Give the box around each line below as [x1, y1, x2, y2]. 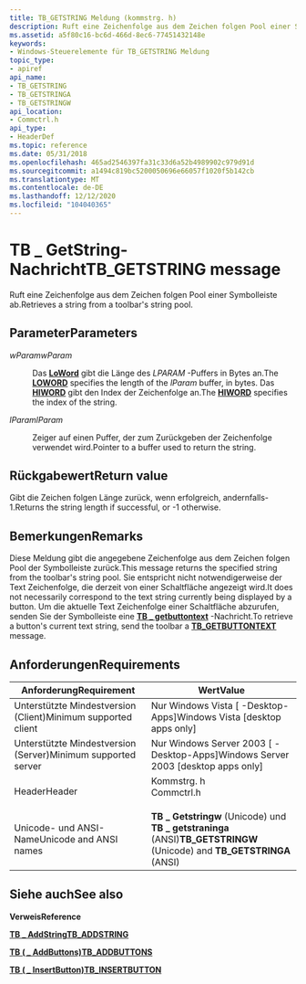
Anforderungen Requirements [9, 657, 180, 672]
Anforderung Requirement [21, 684, 136, 697]
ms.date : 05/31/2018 [9, 149, 88, 158]
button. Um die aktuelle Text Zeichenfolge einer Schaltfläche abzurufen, [9, 601, 280, 612]
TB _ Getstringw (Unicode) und [150, 810, 287, 823]
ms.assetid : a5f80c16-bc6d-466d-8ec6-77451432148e [9, 30, 206, 39]
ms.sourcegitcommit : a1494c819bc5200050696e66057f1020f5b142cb [9, 166, 255, 175]
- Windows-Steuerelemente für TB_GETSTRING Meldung [9, 48, 209, 57]
